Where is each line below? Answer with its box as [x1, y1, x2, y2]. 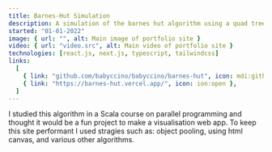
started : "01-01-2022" [8, 27, 85, 35]
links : [8, 57, 31, 65]
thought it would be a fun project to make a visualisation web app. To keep [8, 118, 257, 128]
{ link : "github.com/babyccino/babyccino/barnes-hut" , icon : [23, 72, 233, 80]
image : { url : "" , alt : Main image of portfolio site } [8, 34, 201, 43]
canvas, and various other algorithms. [8, 135, 135, 145]
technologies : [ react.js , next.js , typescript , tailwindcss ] [8, 49, 219, 57]
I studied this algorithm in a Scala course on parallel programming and [8, 109, 242, 119]
